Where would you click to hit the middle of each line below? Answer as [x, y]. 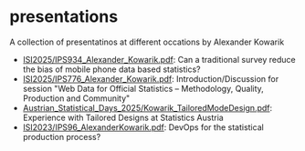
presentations [64, 17]
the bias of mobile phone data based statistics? [111, 69]
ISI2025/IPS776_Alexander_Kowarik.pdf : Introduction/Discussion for [151, 78]
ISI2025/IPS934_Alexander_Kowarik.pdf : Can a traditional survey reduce [159, 59]
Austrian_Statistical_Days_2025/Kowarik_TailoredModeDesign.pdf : [147, 107]
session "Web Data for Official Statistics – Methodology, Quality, [143, 88]
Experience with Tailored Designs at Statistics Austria [123, 117]
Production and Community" [76, 98]
